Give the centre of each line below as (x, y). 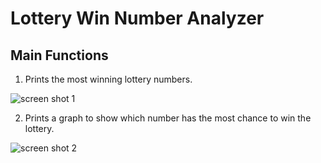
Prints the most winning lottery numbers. (108, 79)
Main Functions (59, 55)
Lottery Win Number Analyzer (137, 18)
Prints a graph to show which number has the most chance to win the (168, 118)
